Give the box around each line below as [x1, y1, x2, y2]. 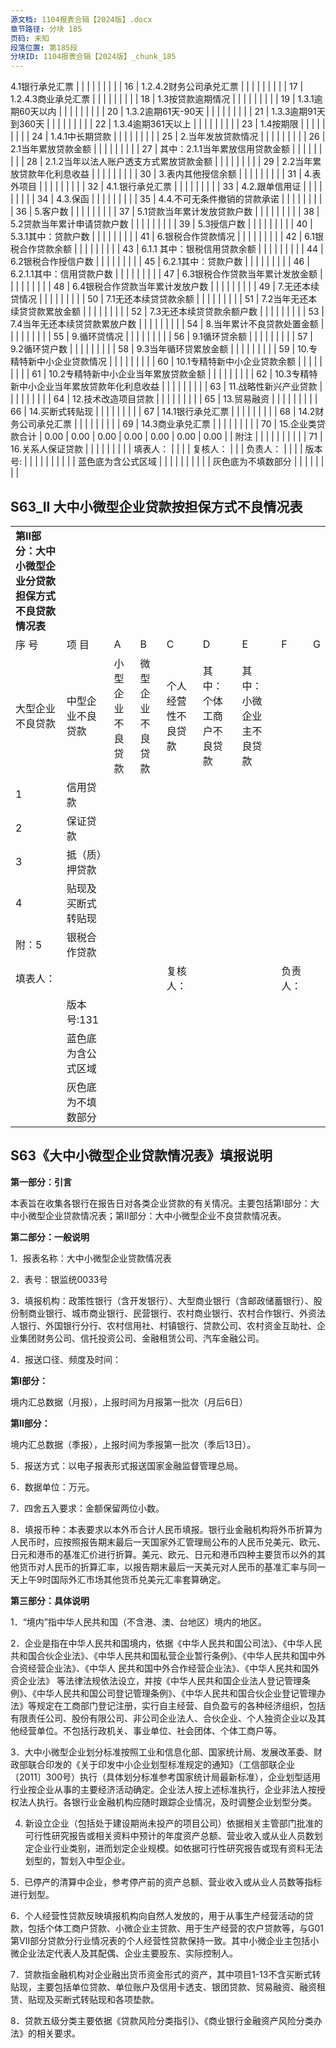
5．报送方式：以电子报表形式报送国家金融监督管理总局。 [10, 1459, 244, 1471]
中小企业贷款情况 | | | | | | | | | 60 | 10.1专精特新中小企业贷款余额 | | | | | [36, 356, 323, 368]
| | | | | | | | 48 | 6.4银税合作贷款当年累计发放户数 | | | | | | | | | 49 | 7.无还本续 [10, 281, 320, 293]
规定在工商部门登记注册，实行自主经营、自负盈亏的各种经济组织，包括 [36, 1699, 326, 1711]
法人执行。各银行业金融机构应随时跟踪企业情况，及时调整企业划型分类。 [18, 1796, 317, 1808]
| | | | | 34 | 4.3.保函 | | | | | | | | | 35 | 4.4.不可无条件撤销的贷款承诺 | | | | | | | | [10, 193, 323, 205]
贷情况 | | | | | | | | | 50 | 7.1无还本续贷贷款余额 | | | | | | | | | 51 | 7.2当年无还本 [10, 293, 318, 305]
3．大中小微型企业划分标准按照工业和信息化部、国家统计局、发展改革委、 [10, 1746, 314, 1758]
